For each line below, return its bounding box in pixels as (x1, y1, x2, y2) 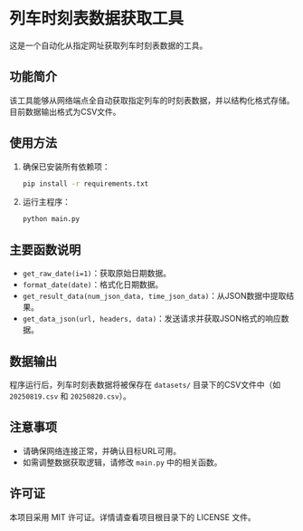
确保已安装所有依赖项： (22, 160, 110, 172)
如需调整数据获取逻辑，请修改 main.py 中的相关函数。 (22, 457, 223, 468)
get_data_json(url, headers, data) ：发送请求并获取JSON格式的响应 (22, 314, 282, 324)
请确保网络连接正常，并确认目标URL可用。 (22, 445, 182, 456)
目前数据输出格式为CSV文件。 (9, 106, 121, 117)
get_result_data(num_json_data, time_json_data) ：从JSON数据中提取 (22, 291, 287, 302)
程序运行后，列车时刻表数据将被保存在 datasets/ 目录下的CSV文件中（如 (9, 379, 281, 390)
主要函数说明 (9, 242, 81, 257)
